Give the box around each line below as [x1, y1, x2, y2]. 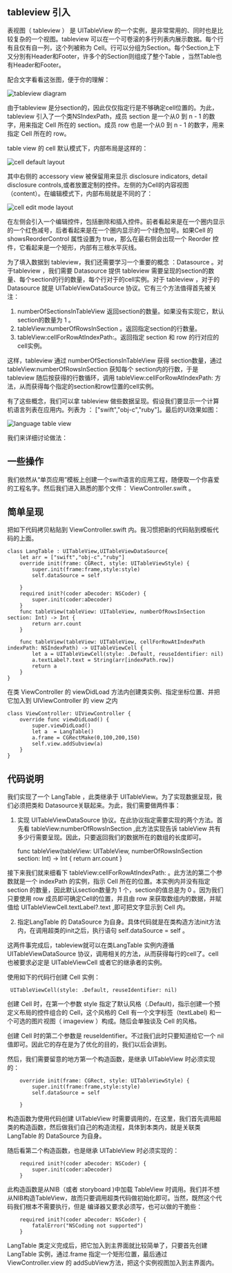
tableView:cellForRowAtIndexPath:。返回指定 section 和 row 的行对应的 [17, 333, 220, 341]
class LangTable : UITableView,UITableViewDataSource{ [7, 548, 168, 555]
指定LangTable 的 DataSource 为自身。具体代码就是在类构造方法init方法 [17, 917, 221, 926]
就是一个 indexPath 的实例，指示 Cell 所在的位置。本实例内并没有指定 [12, 877, 211, 886]
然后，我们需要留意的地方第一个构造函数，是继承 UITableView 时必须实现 [7, 1055, 215, 1063]
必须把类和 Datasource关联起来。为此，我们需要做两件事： [12, 801, 181, 810]
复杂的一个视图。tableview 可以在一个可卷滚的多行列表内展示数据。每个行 [12, 35, 224, 43]
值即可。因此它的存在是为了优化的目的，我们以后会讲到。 [7, 1040, 171, 1049]
